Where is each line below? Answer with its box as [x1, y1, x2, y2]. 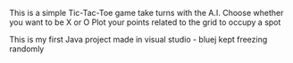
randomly [9, 43, 45, 54]
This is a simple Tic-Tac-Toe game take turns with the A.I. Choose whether [9, 8, 284, 18]
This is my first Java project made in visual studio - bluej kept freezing [9, 35, 268, 44]
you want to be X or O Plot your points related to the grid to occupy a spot [9, 17, 281, 28]
